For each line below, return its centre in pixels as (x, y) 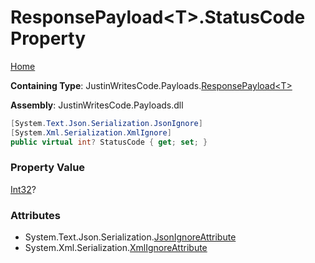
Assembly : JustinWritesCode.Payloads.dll (97, 105)
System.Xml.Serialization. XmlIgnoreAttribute (116, 248)
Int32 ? (23, 189)
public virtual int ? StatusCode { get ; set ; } (109, 142)
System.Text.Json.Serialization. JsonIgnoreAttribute (130, 237)
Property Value (48, 168)
